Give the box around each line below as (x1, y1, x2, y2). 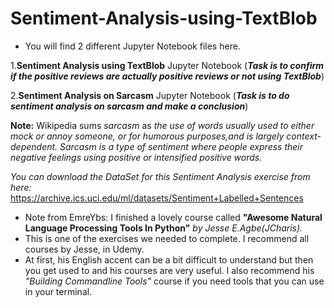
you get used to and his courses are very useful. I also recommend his (24, 264, 315, 276)
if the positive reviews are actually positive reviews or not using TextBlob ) (10, 70, 325, 82)
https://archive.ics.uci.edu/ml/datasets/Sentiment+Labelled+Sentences (10, 192, 304, 204)
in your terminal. (24, 285, 93, 297)
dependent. (10, 140, 58, 152)
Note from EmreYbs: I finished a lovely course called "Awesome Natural (24, 211, 323, 223)
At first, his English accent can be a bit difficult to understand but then (24, 253, 314, 266)
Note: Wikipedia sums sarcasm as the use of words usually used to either (10, 119, 315, 131)
